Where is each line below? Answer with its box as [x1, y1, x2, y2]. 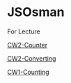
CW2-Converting [7, 54, 56, 63]
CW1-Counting [7, 68, 50, 76]
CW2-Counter [7, 40, 48, 49]
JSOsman [7, 4, 65, 20]
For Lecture [7, 27, 40, 36]
